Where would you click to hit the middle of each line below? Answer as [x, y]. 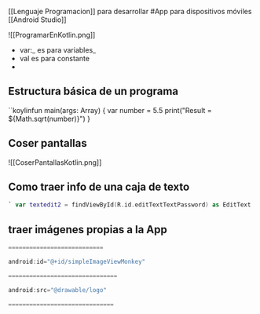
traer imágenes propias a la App [88, 230]
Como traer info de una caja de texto [99, 187]
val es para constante [55, 58]
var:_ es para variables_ [58, 50]
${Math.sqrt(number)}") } [49, 119]
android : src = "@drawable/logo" [58, 290]
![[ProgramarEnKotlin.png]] [52, 35]
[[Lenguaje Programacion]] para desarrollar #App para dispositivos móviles [130, 11]
